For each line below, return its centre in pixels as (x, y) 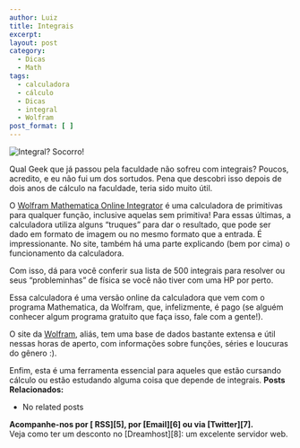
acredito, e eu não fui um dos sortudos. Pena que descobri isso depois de (146, 179)
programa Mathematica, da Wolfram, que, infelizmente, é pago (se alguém (146, 307)
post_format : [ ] (42, 127)
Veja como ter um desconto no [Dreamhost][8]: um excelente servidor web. (149, 434)
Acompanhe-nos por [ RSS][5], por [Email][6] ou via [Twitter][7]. (131, 424)
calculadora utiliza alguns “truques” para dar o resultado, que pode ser (140, 224)
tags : (19, 76)
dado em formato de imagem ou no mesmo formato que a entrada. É (136, 234)
